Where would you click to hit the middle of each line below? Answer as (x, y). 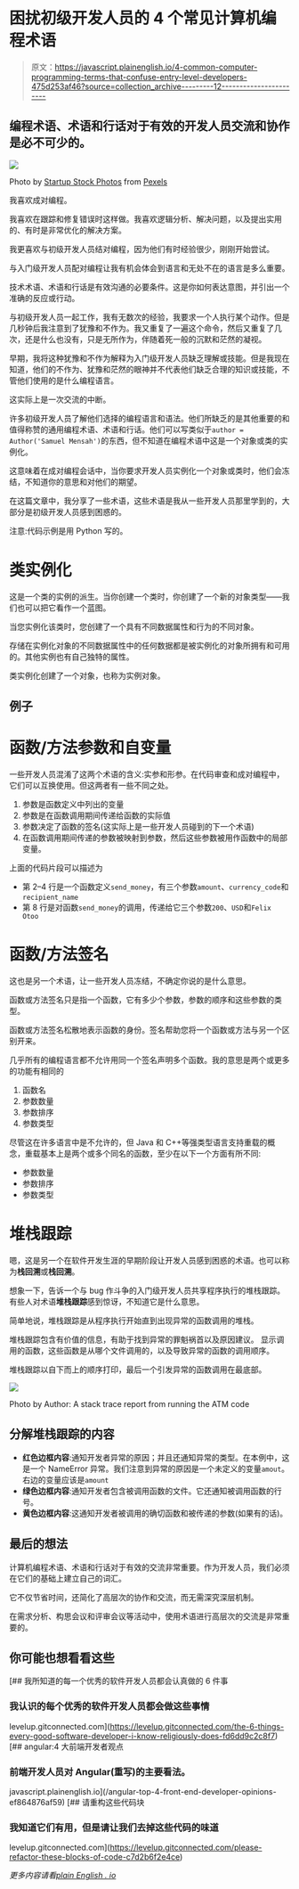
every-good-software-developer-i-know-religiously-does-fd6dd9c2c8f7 (142, 1736)
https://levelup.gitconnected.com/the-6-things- (197, 1726)
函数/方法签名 (59, 955)
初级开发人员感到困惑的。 (79, 511)
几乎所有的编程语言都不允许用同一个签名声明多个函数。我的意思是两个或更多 (149, 1059)
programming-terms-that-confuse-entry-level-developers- (139, 77)
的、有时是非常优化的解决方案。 (68, 230)
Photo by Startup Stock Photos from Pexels (88, 181)
